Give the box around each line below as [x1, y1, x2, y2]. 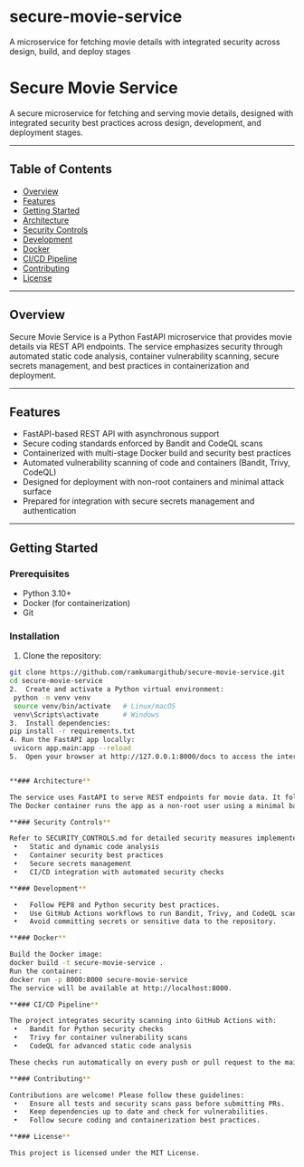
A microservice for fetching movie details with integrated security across [9, 36, 280, 47]
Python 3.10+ [22, 588, 72, 599]
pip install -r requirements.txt [9, 727, 136, 736]
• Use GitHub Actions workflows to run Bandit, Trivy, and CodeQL [13, 909, 278, 918]
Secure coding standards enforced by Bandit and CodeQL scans [22, 438, 263, 449]
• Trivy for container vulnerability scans [13, 1033, 188, 1043]
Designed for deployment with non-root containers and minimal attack [22, 477, 285, 487]
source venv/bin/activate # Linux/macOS [13, 701, 176, 710]
